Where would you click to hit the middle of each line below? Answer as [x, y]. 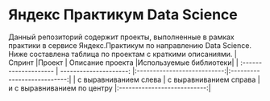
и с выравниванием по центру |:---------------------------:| [110, 88]
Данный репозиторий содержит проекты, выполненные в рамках [122, 37]
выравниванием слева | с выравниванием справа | [172, 79]
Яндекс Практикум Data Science [123, 15]
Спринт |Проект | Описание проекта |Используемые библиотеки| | [124, 63]
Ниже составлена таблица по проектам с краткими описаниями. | [123, 54]
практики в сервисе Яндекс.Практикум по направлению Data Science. [130, 45]
